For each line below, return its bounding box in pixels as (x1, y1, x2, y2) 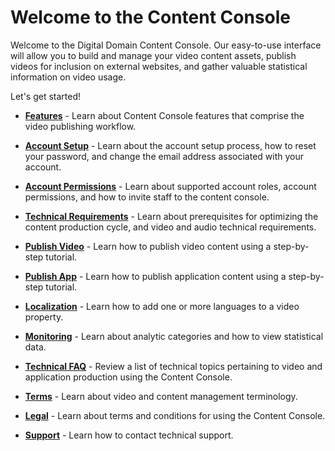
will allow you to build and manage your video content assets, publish (10, 49, 297, 61)
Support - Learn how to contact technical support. (24, 429, 234, 441)
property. (24, 311, 64, 323)
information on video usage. (10, 71, 127, 83)
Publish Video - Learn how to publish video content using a (24, 240, 272, 252)
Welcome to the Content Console (10, 6, 292, 29)
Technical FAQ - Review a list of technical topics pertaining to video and (24, 360, 323, 372)
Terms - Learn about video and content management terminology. (24, 390, 298, 402)
